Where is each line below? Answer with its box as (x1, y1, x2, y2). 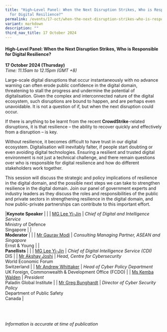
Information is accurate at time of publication (5, 321, 98, 327)
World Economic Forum (5, 258, 53, 264)
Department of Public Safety (5, 290, 64, 296)
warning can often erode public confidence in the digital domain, (5, 83, 138, 89)
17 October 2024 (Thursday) (5, 62, 65, 68)
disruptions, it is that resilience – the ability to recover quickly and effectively (5, 124, 162, 130)
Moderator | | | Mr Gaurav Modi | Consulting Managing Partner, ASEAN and (5, 232, 161, 238)
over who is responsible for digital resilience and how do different (5, 160, 139, 166)
